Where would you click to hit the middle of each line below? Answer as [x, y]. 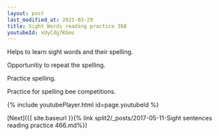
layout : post [26, 13]
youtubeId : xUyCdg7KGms [41, 32]
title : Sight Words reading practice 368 [67, 26]
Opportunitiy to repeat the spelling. [56, 65]
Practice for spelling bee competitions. [62, 92]
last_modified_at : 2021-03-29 [50, 20]
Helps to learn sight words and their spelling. [70, 52]
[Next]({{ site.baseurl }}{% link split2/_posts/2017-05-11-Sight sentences [109, 118]
